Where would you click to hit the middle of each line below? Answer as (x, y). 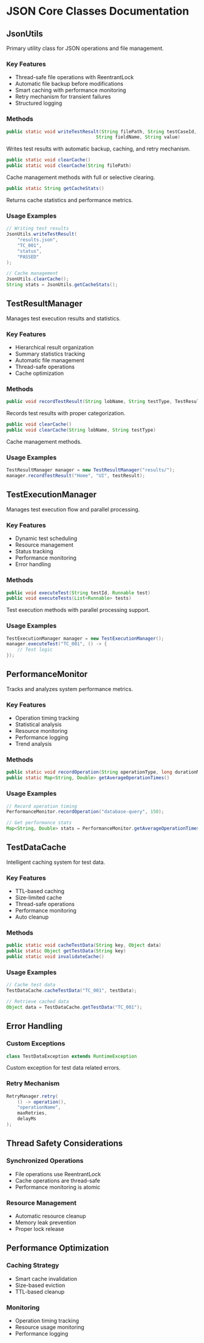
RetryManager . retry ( (32, 1096)
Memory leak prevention (46, 1222)
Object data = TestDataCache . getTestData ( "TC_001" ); (74, 1007)
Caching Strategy (33, 1266)
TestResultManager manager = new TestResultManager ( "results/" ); (90, 470)
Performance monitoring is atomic (58, 1187)
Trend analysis (33, 744)
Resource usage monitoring (49, 1327)
